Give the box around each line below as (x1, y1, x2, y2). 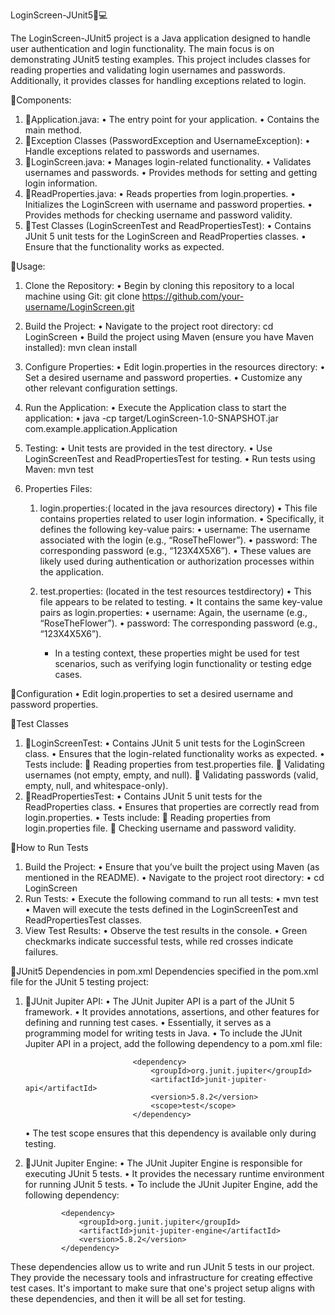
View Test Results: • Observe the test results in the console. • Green (24, 925, 308, 936)
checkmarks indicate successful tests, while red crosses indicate (24, 935, 294, 947)
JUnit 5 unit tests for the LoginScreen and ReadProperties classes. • (24, 230, 307, 242)
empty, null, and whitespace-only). (24, 780, 169, 791)
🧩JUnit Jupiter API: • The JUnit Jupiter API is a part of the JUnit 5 (24, 995, 295, 1007)
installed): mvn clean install (24, 342, 138, 353)
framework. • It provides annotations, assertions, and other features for (24, 1006, 320, 1018)
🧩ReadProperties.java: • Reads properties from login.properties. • (24, 188, 297, 199)
